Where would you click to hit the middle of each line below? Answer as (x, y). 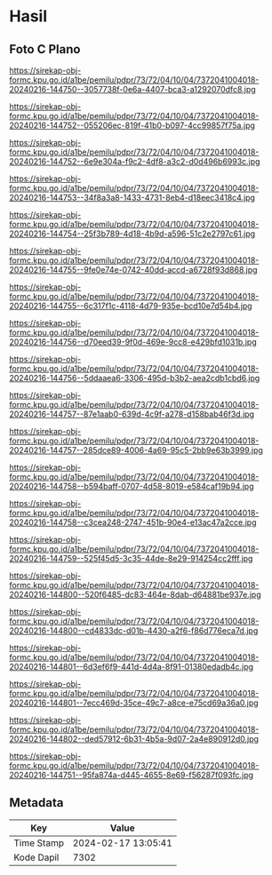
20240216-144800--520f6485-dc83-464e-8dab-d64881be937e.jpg (136, 594)
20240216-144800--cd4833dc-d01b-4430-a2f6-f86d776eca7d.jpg (134, 631)
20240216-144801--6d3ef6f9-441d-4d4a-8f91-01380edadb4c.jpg (132, 667)
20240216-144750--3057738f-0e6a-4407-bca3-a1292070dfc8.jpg (132, 89)
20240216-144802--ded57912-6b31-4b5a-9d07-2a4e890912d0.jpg (134, 739)
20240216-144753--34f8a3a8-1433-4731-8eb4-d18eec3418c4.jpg (132, 198)
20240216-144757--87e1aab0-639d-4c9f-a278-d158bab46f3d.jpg (132, 414)
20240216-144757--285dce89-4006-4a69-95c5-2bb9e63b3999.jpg (136, 450)
